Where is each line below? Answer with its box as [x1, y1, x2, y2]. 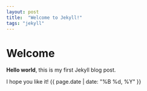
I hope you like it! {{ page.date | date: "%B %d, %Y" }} [6, 78, 142, 86]
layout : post [6, 8, 39, 15]
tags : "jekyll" [6, 20, 45, 26]
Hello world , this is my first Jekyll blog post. [6, 66, 116, 73]
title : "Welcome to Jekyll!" [6, 15, 83, 21]
